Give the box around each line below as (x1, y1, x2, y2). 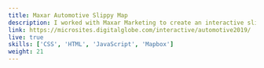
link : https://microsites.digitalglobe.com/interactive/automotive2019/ (8, 26, 251, 34)
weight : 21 (8, 48, 44, 55)
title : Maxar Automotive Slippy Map (8, 11, 128, 20)
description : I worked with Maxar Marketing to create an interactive (8, 19, 244, 27)
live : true (8, 33, 44, 41)
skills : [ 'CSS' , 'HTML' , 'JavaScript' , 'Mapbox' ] (8, 41, 174, 48)
